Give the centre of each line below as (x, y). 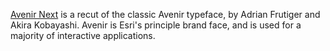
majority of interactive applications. (83, 35)
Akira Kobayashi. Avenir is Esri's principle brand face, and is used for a (156, 25)
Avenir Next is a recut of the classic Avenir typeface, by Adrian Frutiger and (165, 14)
